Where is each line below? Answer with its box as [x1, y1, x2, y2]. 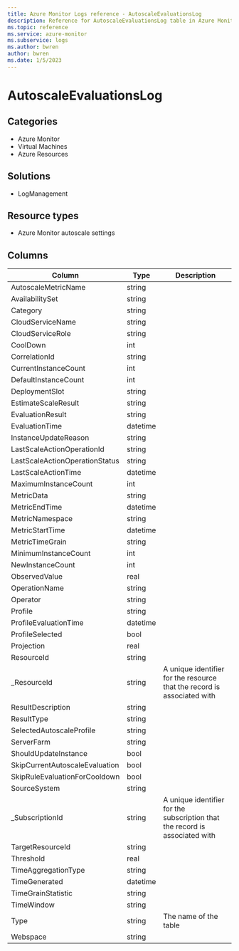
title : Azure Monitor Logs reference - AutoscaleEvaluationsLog [7, 10, 202, 18]
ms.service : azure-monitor [7, 30, 87, 38]
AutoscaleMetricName [11, 283, 86, 293]
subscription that [163, 813, 220, 823]
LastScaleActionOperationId [11, 444, 105, 454]
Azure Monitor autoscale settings [17, 228, 115, 237]
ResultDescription [11, 703, 71, 713]
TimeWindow [11, 900, 55, 910]
